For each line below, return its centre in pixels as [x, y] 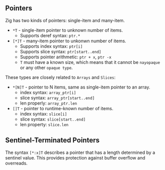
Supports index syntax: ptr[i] [51, 46]
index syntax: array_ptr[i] [48, 92]
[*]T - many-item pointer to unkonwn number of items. [69, 41]
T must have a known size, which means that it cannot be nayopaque [90, 62]
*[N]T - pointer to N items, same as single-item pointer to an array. [81, 87]
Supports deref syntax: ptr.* [50, 35]
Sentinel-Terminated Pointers [52, 140]
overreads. [16, 163]
